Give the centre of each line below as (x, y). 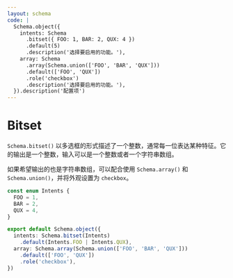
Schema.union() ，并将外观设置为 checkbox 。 (70, 178)
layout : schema (29, 14)
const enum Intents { (39, 191)
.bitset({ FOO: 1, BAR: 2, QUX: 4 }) (80, 40)
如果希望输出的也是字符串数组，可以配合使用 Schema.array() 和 (98, 169)
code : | (18, 20)
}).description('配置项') (49, 91)
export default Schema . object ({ (54, 229)
